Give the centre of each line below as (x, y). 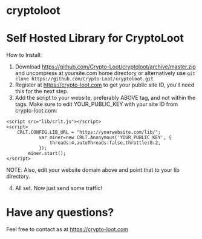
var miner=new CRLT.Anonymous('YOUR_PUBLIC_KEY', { (105, 138)
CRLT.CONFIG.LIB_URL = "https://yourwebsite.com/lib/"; (89, 133)
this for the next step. (41, 91)
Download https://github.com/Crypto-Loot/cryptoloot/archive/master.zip (105, 67)
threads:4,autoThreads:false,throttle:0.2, (105, 143)
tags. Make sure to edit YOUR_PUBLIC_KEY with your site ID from (96, 104)
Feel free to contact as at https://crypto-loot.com (67, 229)
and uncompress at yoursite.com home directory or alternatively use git (105, 73)
